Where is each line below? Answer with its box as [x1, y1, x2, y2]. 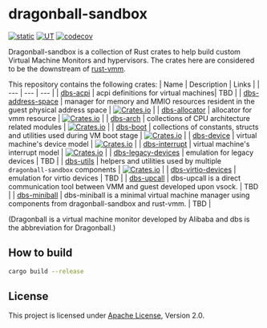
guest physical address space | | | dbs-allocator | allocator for [8, 105, 253, 115]
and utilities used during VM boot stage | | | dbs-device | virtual [8, 130, 257, 140]
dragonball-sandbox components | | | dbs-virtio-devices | [8, 164, 237, 174]
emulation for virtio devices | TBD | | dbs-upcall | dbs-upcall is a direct [8, 173, 241, 183]
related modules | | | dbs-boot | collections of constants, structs [8, 122, 259, 132]
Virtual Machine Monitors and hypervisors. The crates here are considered [8, 55, 255, 65]
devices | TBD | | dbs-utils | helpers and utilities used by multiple [8, 156, 222, 165]
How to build [8, 246, 73, 260]
